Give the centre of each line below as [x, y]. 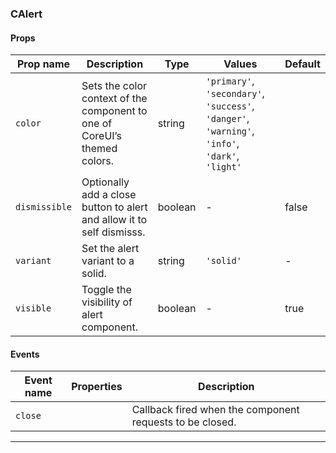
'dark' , [222, 156]
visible [33, 308]
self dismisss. [113, 232]
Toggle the [106, 290]
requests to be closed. [184, 422]
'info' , [222, 144]
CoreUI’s [101, 136]
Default [302, 64]
